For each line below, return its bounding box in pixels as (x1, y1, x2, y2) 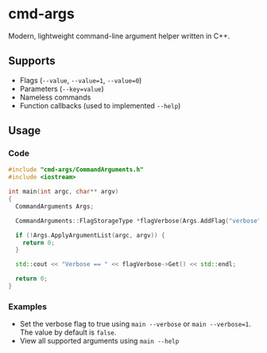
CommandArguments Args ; (15, 202, 94, 210)
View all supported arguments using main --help (19, 336, 180, 346)
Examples (8, 300, 48, 312)
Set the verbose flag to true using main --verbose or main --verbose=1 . (19, 320, 252, 329)
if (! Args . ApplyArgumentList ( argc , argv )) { (15, 231, 165, 239)
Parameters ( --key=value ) (19, 84, 105, 93)
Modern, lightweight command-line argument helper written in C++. (8, 31, 230, 41)
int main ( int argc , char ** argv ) (8, 188, 119, 196)
